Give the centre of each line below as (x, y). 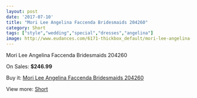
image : (14, 38)
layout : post (22, 11)
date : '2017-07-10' (30, 17)
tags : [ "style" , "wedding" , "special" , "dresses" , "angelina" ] (80, 33)
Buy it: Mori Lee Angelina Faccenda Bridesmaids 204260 (75, 78)
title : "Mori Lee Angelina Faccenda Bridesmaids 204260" (77, 22)
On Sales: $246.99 (29, 66)
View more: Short (27, 89)
